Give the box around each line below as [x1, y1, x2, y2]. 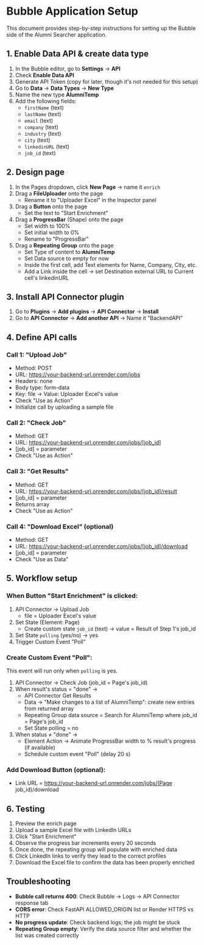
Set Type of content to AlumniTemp [24, 248, 115, 255]
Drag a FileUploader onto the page [15, 189, 104, 197]
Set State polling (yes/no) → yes [15, 631, 99, 639]
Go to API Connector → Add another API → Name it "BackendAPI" [15, 315, 183, 322]
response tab [15, 899, 49, 907]
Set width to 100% [24, 222, 71, 230]
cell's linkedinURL [24, 274, 69, 282]
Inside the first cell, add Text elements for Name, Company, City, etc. [24, 261, 197, 268]
